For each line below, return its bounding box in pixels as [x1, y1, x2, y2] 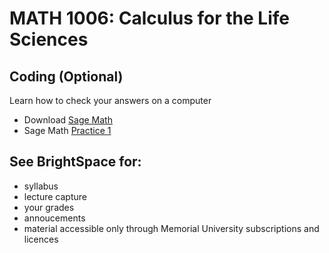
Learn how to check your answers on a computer [9, 95, 212, 106]
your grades [23, 201, 75, 213]
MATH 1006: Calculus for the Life [9, 7, 290, 30]
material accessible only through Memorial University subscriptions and [23, 222, 320, 234]
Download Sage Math [23, 114, 113, 126]
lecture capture [23, 190, 87, 202]
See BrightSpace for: [9, 153, 142, 171]
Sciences [9, 28, 89, 51]
